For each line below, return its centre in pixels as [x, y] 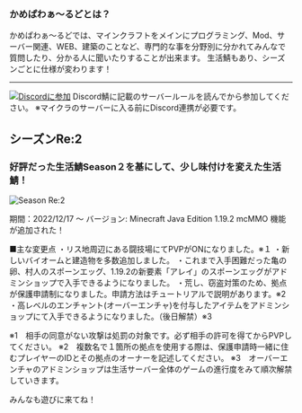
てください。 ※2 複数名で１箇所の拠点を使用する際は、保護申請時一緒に [145, 347]
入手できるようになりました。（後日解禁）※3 [130, 316]
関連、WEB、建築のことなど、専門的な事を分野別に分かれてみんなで [159, 47]
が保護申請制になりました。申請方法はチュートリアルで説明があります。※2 [147, 294]
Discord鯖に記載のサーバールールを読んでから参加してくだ [181, 97]
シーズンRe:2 [46, 139]
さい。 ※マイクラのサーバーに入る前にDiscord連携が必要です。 [125, 108]
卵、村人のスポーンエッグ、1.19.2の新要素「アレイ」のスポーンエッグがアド [148, 271]
